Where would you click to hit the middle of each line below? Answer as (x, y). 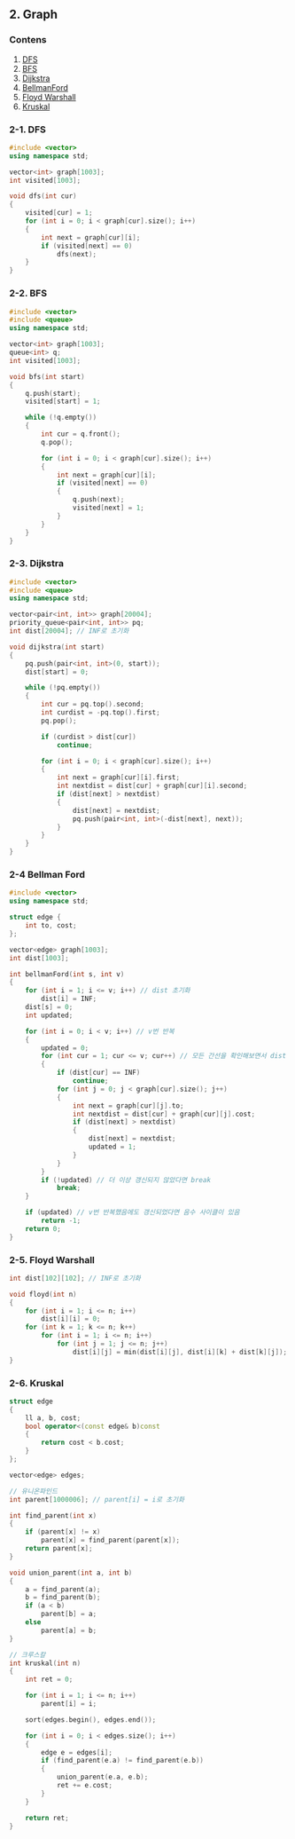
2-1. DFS (27, 130)
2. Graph (34, 15)
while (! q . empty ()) (61, 418)
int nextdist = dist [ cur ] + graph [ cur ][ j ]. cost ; (164, 1114)
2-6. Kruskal (37, 1383)
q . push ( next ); (98, 500)
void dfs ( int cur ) (43, 196)
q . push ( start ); (53, 393)
